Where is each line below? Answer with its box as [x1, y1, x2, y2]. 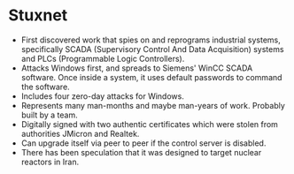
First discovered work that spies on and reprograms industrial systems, [20, 34, 281, 45]
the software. [20, 81, 70, 92]
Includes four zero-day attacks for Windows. [20, 90, 185, 102]
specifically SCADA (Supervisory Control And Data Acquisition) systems [20, 43, 284, 54]
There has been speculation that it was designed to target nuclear [20, 147, 262, 157]
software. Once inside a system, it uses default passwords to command [20, 72, 282, 82]
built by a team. [20, 110, 78, 120]
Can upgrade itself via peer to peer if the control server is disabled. [20, 138, 267, 148]
